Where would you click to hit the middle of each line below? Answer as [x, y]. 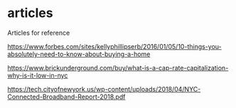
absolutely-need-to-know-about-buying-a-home [79, 54]
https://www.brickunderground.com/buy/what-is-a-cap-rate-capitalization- [118, 67]
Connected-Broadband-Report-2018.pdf [66, 97]
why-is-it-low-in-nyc [38, 75]
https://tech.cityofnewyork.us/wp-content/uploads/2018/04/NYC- [104, 89]
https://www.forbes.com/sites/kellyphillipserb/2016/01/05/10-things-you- [114, 46]
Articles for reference [39, 33]
